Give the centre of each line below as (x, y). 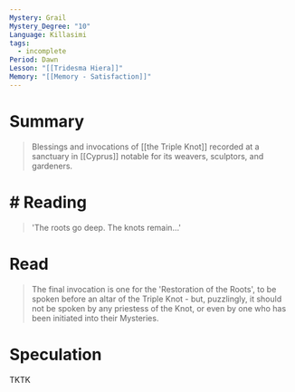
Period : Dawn (34, 60)
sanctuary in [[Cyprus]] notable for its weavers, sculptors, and (147, 156)
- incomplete (42, 52)
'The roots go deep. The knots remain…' (106, 227)
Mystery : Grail (38, 18)
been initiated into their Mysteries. (95, 318)
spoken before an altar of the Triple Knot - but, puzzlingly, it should (157, 299)
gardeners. (52, 166)
